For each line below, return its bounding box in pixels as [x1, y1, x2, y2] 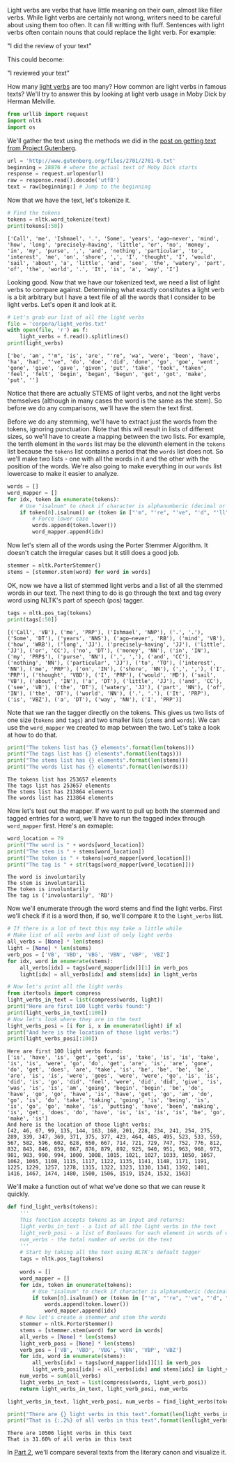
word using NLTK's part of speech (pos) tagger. [7, 596, 144, 604]
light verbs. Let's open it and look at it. [7, 300, 117, 308]
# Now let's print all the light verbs [7, 983, 123, 990]
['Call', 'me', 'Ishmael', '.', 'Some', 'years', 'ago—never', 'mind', [7, 235, 219, 242]
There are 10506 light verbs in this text [7, 1429, 132, 1437]
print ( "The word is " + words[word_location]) [7, 842, 145, 849]
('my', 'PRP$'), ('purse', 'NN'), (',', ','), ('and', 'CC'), [7, 653, 192, 660]
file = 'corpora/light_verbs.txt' [7, 320, 108, 327]
